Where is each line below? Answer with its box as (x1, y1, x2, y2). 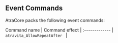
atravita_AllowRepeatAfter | (5, 32, 68, 38)
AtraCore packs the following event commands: (5, 17, 105, 23)
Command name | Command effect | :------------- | (5, 27, 113, 33)
